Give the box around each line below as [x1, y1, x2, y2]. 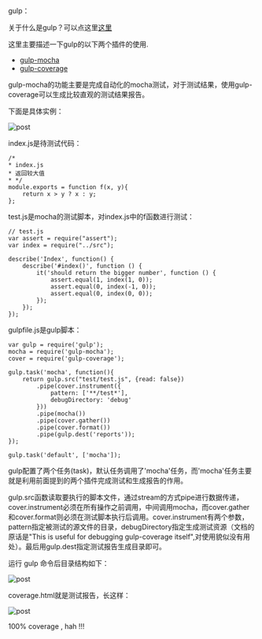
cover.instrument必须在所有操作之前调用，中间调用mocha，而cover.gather [8, 503, 250, 511]
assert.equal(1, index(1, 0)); [50, 276, 153, 284]
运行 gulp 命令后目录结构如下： [8, 559, 109, 568]
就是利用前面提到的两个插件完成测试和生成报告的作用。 [8, 476, 187, 485]
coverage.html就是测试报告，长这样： [8, 591, 131, 600]
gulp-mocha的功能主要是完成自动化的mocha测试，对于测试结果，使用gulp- [8, 80, 253, 89]
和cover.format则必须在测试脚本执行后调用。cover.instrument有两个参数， [8, 512, 249, 522]
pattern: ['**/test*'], [50, 389, 128, 397]
